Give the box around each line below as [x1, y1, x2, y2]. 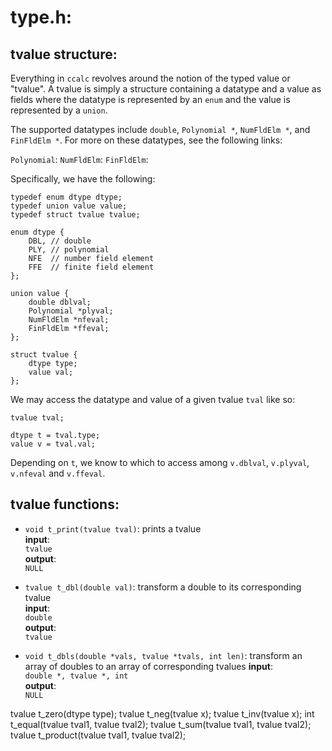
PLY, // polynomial [28, 245, 110, 255]
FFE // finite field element [28, 262, 155, 272]
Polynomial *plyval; [28, 306, 114, 316]
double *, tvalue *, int [24, 671, 129, 681]
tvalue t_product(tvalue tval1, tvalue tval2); [10, 729, 187, 741]
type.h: [10, 6, 73, 29]
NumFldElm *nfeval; [28, 315, 110, 325]
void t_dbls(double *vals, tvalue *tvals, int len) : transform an [24, 649, 303, 661]
